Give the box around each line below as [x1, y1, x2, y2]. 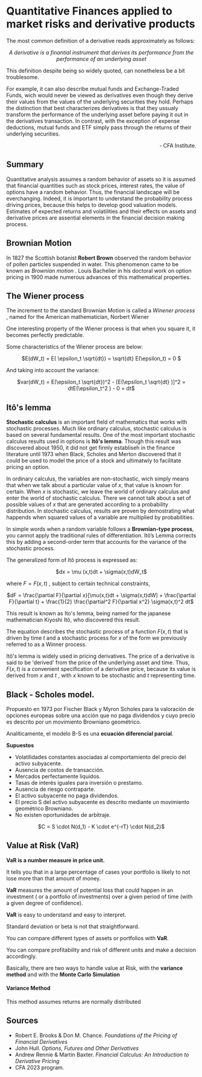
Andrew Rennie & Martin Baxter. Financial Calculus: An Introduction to [14, 1051, 189, 1058]
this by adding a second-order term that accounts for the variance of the [6, 538, 187, 546]
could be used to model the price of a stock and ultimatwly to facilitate [6, 457, 181, 464]
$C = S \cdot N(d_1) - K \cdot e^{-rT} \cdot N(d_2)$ [38, 823, 165, 830]
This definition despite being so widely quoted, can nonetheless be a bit [6, 67, 185, 74]
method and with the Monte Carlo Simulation [6, 971, 121, 978]
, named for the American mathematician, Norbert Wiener [6, 313, 150, 321]
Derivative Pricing [14, 1057, 60, 1064]
